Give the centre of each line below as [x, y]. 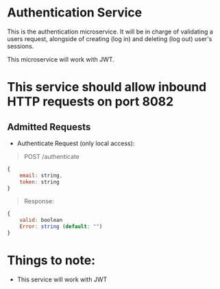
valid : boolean [41, 221]
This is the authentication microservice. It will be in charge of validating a [110, 32]
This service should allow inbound [107, 87]
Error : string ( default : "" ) [61, 227]
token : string [39, 182]
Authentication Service [75, 13]
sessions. [21, 46]
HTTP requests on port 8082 [90, 102]
